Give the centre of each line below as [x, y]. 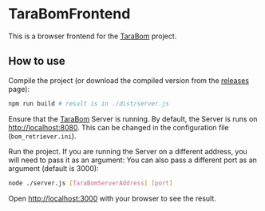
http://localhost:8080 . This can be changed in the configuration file [119, 127]
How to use [37, 61]
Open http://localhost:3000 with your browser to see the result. [113, 198]
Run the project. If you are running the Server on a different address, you [128, 151]
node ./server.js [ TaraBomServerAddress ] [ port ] [91, 183]
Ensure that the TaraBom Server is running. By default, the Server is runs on [133, 119]
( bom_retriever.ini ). [42, 136]
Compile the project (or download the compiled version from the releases [129, 80]
